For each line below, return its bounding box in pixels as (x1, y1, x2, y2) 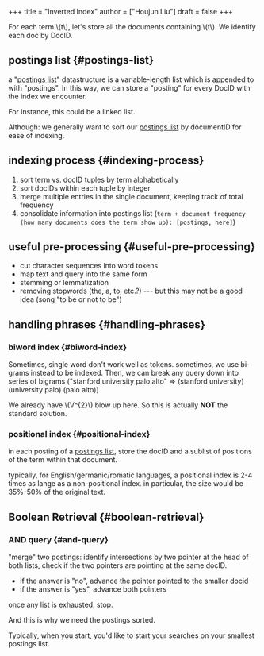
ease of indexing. (8, 130, 65, 140)
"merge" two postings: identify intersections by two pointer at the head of (8, 552, 249, 562)
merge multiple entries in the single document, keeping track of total (19, 191, 243, 201)
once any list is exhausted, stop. (8, 600, 113, 610)
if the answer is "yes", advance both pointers (19, 585, 167, 594)
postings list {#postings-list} (8, 53, 155, 67)
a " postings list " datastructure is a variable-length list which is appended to (8, 75, 254, 84)
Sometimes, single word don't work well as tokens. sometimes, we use (8, 360, 239, 369)
